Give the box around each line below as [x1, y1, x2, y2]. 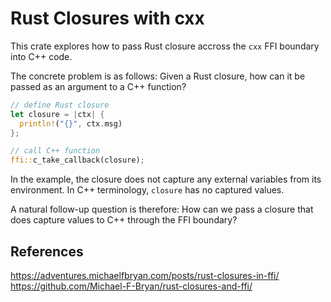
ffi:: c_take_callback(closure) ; [10, 155, 145, 166]
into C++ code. [10, 50, 73, 62]
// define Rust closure [10, 100, 110, 110]
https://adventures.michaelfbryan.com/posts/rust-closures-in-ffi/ [10, 270, 280, 281]
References [10, 243, 84, 260]
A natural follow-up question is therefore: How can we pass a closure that [10, 203, 314, 216]
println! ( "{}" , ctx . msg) [19, 118, 123, 129]
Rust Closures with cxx [10, 7, 205, 30]
